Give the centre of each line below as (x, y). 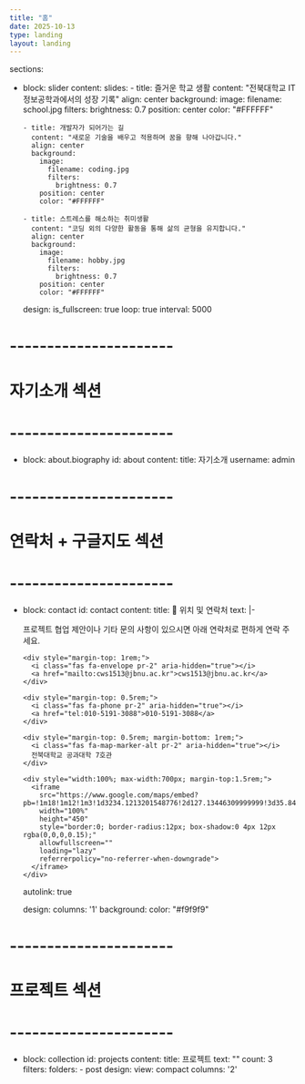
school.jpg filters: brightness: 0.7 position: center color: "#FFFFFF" (148, 109)
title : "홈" (31, 18)
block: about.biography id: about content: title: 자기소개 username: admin (159, 459)
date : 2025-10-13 (42, 26)
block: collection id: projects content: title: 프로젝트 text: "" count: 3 (147, 1059)
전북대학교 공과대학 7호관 (71, 755)
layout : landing (40, 43)
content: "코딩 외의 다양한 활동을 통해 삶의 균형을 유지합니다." (138, 229)
